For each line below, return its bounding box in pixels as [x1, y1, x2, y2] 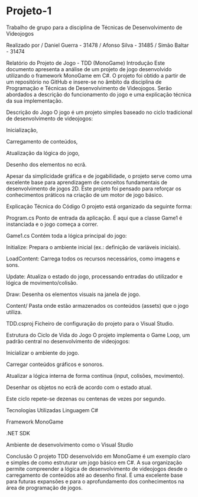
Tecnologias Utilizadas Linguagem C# [6, 406, 99, 413]
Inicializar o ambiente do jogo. [6, 349, 80, 356]
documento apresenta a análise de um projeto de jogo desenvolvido [6, 65, 172, 72]
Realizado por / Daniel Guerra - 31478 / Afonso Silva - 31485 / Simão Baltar [6, 42, 189, 49]
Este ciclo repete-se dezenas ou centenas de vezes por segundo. [6, 395, 166, 402]
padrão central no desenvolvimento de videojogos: [6, 337, 130, 345]
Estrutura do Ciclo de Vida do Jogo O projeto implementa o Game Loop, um [6, 331, 190, 339]
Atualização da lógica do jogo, [6, 149, 80, 157]
